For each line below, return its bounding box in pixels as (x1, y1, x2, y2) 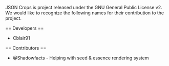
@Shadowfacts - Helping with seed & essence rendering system (12, 55, 149, 61)
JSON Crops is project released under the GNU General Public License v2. (5, 5, 162, 10)
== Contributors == (5, 45, 47, 51)
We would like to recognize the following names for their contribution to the (5, 10, 164, 16)
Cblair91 (12, 35, 30, 41)
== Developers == (5, 25, 44, 31)
